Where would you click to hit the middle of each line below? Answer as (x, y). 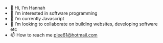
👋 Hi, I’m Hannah (28, 8)
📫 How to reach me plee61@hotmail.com (54, 35)
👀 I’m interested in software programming (54, 13)
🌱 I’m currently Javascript (37, 18)
